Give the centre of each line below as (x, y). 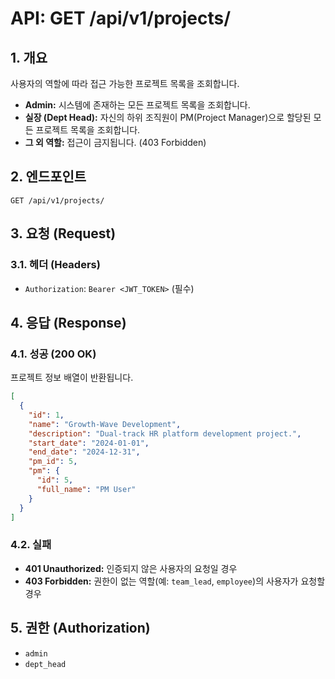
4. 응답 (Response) (68, 322)
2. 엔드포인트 (48, 177)
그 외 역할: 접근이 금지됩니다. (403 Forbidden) (115, 142)
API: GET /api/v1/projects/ (121, 18)
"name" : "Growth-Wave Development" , (105, 424)
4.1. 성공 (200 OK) (53, 354)
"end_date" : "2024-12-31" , (84, 452)
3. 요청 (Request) (63, 233)
